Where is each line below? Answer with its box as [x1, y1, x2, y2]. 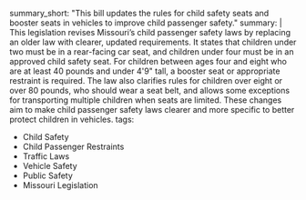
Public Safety [22, 170, 73, 181]
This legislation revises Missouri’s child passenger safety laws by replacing [9, 27, 291, 37]
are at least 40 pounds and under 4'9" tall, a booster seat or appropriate [9, 65, 280, 76]
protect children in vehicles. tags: [9, 114, 135, 125]
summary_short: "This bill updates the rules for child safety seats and [9, 8, 270, 18]
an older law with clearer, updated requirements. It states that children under [9, 36, 297, 47]
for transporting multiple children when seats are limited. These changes [9, 95, 282, 105]
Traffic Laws [22, 151, 70, 162]
